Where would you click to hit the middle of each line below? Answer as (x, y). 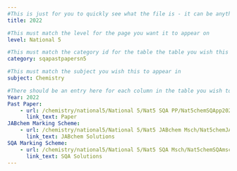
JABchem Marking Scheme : (44, 124)
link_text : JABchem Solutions (70, 137)
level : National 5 (34, 39)
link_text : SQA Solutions (64, 156)
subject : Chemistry (36, 78)
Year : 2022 (23, 97)
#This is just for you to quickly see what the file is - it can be (110, 14)
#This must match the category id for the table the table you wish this (118, 52)
